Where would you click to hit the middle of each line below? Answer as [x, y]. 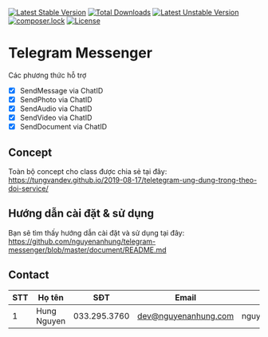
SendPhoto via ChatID [56, 99]
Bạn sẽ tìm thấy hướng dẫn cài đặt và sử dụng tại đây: [97, 232]
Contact [29, 275]
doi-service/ [29, 188]
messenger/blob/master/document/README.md [87, 250]
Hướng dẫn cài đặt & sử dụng [81, 214]
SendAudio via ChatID [56, 109]
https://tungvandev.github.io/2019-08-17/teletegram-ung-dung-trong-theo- [133, 180]
